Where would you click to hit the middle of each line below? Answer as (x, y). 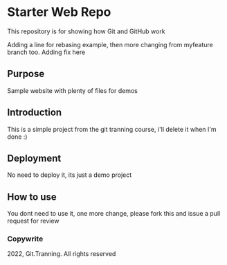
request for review (34, 221)
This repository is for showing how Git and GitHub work (86, 31)
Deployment (34, 158)
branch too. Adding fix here (46, 52)
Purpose (26, 74)
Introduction (35, 113)
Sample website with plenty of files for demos (73, 90)
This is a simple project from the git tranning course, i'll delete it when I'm (112, 129)
